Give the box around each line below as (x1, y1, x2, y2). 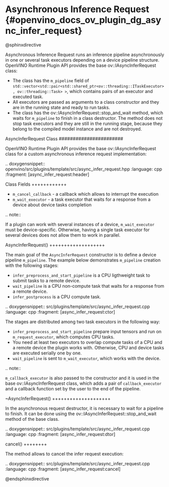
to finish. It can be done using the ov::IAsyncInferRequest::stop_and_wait (5, 411, 157, 417)
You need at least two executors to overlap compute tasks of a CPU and (12, 339, 162, 345)
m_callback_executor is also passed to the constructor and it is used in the (5, 375, 159, 381)
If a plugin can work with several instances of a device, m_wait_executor (5, 221, 155, 227)
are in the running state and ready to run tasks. (12, 104, 110, 110)
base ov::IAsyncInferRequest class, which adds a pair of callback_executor (5, 380, 162, 386)
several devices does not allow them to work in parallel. (5, 232, 121, 238)
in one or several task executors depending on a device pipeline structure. (5, 57, 160, 63)
